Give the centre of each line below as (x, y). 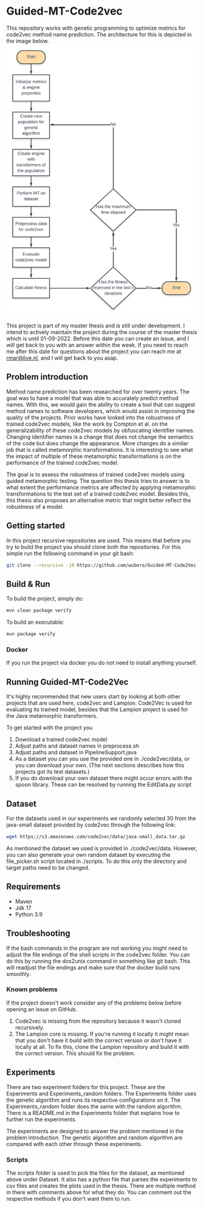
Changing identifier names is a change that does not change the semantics (100, 437)
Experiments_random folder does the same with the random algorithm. (95, 1106)
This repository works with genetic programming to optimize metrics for (96, 28)
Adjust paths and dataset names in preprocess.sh (77, 746)
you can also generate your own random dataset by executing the (88, 855)
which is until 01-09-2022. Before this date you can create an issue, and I (98, 339)
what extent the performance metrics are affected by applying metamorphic (101, 487)
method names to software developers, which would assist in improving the (101, 411)
